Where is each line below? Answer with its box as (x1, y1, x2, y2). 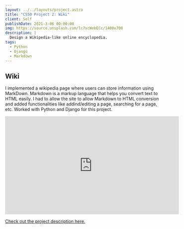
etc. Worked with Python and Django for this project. (5, 107, 113, 113)
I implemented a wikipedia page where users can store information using (5, 85, 154, 91)
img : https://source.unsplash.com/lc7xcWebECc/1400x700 (5, 26, 123, 31)
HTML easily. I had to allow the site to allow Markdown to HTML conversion (5, 96, 159, 102)
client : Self (5, 16, 32, 21)
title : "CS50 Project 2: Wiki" (5, 12, 70, 17)
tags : (5, 40, 16, 45)
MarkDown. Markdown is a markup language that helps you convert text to (5, 91, 158, 97)
